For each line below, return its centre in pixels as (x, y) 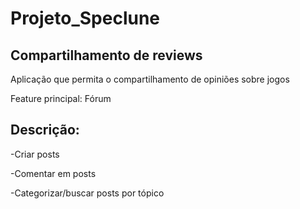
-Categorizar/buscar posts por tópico (87, 193)
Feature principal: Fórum (61, 98)
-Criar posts (35, 154)
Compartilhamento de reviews (106, 55)
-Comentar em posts (53, 173)
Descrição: (45, 130)
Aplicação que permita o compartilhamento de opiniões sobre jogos (150, 79)
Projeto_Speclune (85, 18)
